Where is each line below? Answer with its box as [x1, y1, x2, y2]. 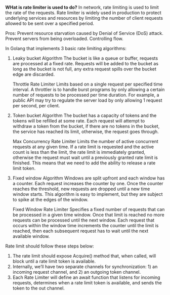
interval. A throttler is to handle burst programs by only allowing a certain [12, 87, 165, 93]
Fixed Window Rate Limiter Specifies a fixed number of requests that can [12, 206, 165, 212]
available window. [12, 233, 50, 239]
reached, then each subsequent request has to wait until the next [12, 228, 149, 234]
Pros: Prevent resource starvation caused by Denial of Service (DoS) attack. [5, 30, 163, 36]
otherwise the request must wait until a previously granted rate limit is [12, 154, 158, 160]
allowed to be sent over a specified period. [5, 20, 95, 26]
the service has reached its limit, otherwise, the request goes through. [12, 129, 159, 135]
